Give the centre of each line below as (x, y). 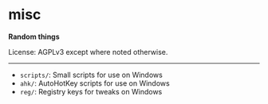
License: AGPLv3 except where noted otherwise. (88, 52)
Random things (34, 37)
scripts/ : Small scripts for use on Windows (91, 75)
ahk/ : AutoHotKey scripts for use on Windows (95, 83)
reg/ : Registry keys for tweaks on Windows (91, 91)
